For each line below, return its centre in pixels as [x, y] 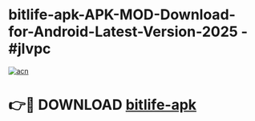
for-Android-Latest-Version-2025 [123, 32]
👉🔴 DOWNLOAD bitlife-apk [103, 105]
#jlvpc [30, 49]
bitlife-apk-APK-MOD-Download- [122, 15]
